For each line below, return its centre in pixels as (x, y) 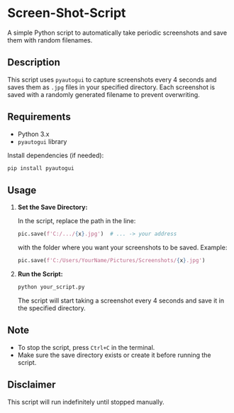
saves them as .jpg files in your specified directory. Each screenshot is (111, 87)
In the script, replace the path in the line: (77, 221)
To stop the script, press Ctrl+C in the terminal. (86, 347)
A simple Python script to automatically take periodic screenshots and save (117, 33)
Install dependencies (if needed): (56, 155)
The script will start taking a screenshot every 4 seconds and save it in (121, 300)
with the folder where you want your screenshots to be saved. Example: (122, 248)
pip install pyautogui (41, 168)
